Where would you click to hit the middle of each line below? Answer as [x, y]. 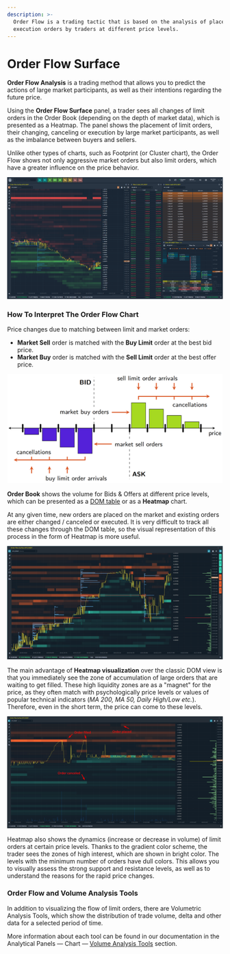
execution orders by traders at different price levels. [96, 29]
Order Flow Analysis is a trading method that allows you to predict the [106, 83]
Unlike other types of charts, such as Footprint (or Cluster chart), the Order [113, 153]
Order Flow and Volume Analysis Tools [73, 894]
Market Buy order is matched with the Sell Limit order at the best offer [117, 357]
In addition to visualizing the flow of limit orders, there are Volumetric [104, 908]
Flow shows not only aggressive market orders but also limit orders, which [112, 161]
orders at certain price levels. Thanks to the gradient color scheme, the [107, 846]
